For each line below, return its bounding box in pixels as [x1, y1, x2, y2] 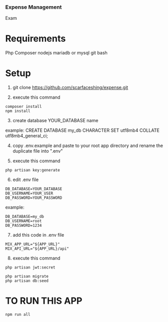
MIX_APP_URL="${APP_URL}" [5, 242, 60, 247]
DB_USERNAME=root [5, 219, 42, 224]
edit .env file [12, 177, 39, 183]
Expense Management [5, 4, 62, 11]
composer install [5, 104, 42, 109]
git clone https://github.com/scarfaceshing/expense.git [12, 84, 128, 91]
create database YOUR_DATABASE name [12, 118, 98, 124]
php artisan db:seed [5, 278, 49, 283]
